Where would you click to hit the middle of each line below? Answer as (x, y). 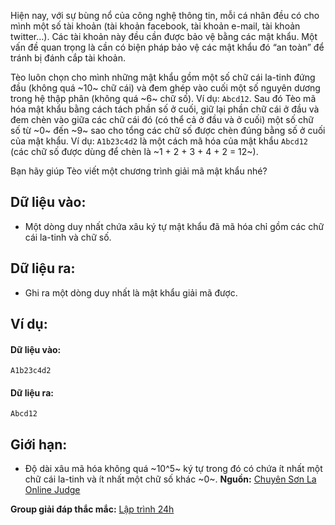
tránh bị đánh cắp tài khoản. (68, 58)
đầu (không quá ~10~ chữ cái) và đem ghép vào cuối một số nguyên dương (165, 88)
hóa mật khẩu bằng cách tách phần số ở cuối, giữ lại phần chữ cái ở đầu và (165, 109)
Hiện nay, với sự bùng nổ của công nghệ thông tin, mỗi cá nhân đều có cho (165, 15)
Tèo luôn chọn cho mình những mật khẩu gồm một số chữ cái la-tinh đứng (163, 77)
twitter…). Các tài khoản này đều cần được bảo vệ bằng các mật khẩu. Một (164, 36)
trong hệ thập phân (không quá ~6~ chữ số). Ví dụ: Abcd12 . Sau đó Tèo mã (163, 98)
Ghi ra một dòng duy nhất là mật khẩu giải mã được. (131, 292)
